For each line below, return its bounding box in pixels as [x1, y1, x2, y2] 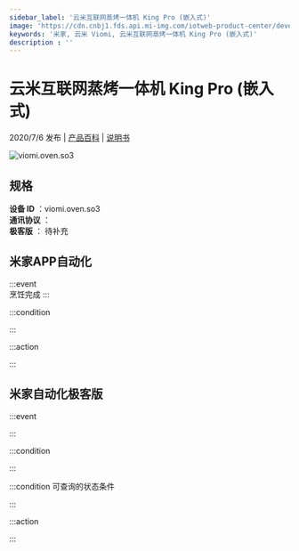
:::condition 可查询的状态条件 [9, 481, 116, 491]
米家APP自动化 [9, 255, 92, 270]
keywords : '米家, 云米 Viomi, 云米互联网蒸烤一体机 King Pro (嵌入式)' [9, 29, 258, 38]
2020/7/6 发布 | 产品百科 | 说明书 [9, 133, 131, 143]
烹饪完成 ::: [9, 288, 51, 299]
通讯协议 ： [9, 215, 51, 225]
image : [9, 21, 34, 30]
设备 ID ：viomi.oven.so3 [9, 204, 101, 214]
